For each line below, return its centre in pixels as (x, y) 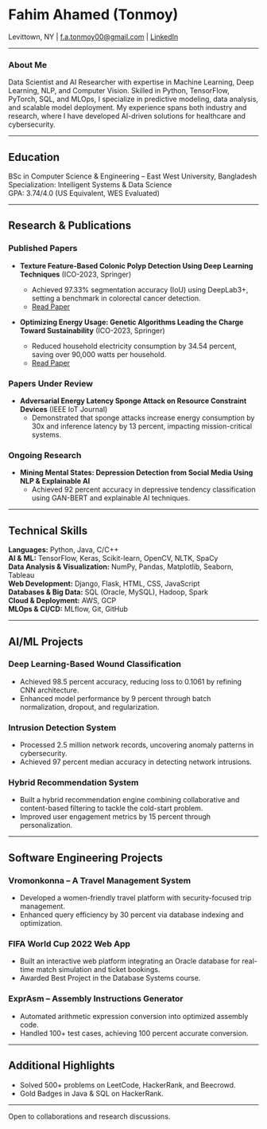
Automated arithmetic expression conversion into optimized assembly (134, 1016)
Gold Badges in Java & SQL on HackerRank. (92, 1093)
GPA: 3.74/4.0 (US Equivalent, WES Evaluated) (84, 194)
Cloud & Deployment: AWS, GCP (62, 601)
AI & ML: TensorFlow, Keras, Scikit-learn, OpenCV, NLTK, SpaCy (113, 559)
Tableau (21, 575)
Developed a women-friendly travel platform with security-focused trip (135, 898)
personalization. (46, 825)
